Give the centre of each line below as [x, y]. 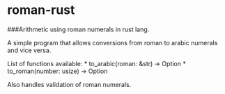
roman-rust [41, 10]
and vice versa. [29, 50]
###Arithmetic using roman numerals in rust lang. [78, 29]
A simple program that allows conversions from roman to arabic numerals [113, 42]
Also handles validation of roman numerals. [69, 84]
